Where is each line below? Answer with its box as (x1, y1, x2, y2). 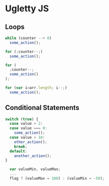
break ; (14, 144, 28, 149)
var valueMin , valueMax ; (9, 167, 61, 172)
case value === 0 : (9, 126, 48, 131)
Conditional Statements (5, 104, 80, 112)
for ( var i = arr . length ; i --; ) (5, 85, 68, 90)
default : (9, 149, 28, 153)
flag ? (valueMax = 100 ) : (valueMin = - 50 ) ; (9, 176, 105, 181)
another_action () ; (14, 153, 52, 158)
